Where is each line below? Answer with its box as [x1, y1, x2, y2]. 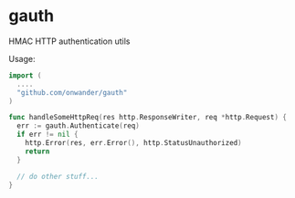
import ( [8, 70, 42, 80]
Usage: [8, 53, 36, 64]
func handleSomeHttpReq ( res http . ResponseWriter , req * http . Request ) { [8, 113, 287, 122]
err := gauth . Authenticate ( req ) [16, 121, 141, 130]
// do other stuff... [16, 172, 100, 181]
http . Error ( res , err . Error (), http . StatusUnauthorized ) [25, 139, 243, 148]
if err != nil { [16, 130, 79, 140]
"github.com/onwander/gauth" [16, 88, 128, 97]
